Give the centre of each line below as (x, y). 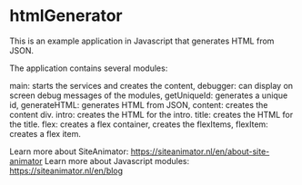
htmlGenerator (66, 16)
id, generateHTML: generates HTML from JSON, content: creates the (139, 104)
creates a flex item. (45, 133)
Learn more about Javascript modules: (116, 161)
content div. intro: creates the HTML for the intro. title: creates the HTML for (151, 114)
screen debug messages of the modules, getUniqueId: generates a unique (149, 95)
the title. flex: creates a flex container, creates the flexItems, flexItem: (139, 124)
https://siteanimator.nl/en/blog (66, 170)
